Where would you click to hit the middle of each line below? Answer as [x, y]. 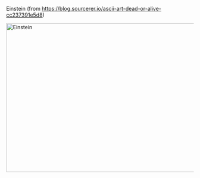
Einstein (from [23, 9]
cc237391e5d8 [24, 15]
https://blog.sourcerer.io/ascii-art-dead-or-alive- [101, 9]
